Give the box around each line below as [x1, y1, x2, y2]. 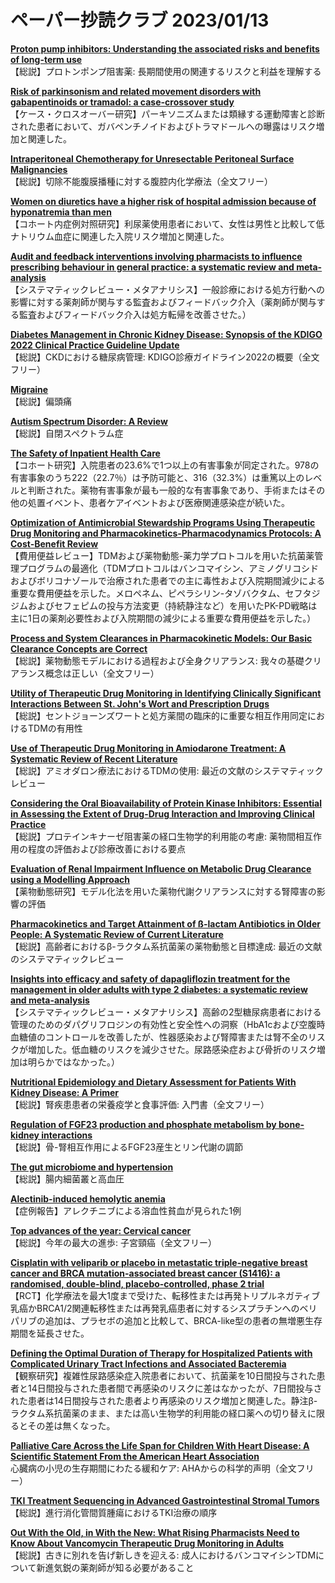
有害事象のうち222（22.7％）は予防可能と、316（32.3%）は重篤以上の [10, 471, 305, 483]
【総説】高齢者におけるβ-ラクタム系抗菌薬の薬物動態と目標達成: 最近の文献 [10, 940, 323, 952]
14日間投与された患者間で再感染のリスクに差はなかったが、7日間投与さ [27, 1382, 323, 1394]
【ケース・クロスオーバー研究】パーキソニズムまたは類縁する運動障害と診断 [10, 107, 326, 120]
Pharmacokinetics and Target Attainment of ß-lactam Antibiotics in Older [10, 917, 321, 930]
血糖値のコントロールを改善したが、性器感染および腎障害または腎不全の [10, 1031, 308, 1043]
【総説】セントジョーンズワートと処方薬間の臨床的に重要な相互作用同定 [10, 709, 308, 721]
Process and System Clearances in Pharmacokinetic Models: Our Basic [10, 632, 313, 644]
